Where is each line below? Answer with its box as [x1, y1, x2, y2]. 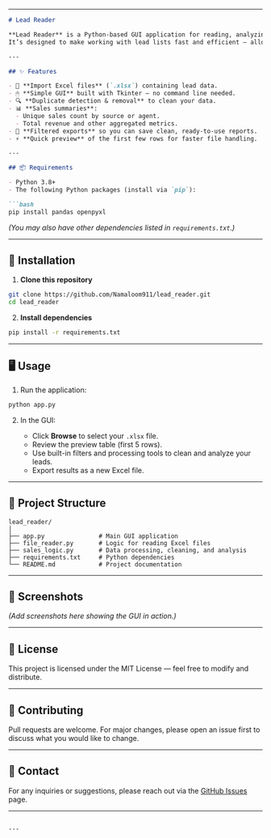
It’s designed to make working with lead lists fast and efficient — [8, 38, 248, 46]
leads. [31, 456, 53, 466]
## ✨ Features [8, 67, 57, 75]
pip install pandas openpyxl [8, 208, 106, 216]
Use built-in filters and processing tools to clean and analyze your [31, 448, 252, 458]
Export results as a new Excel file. [31, 465, 144, 475]
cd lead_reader [8, 298, 60, 307]
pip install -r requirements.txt [8, 328, 121, 336]
